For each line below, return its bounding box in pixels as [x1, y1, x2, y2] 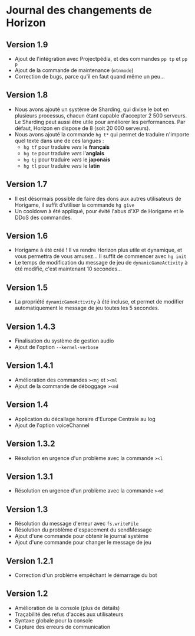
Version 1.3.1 [6, 471, 53, 481]
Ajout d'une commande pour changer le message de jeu [14, 539, 151, 546]
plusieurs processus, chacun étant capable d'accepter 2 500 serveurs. [14, 112, 187, 119]
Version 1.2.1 [6, 556, 54, 566]
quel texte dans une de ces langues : [14, 137, 104, 144]
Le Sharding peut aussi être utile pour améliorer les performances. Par [14, 118, 186, 125]
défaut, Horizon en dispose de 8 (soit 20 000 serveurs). [14, 125, 150, 132]
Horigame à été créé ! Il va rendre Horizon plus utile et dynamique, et [14, 246, 183, 254]
